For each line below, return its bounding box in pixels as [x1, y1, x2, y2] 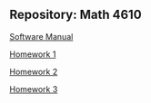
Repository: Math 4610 [9, 7, 143, 23]
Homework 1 [9, 49, 56, 60]
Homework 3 [9, 83, 58, 94]
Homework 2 [9, 66, 58, 77]
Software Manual [9, 31, 74, 42]
